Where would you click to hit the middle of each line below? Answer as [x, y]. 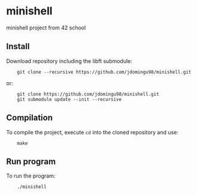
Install [18, 46]
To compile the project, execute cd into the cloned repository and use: [92, 132]
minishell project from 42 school [46, 28]
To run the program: [31, 176]
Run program [31, 161]
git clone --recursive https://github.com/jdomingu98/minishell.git [104, 72]
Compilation [29, 118]
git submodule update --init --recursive [69, 99]
